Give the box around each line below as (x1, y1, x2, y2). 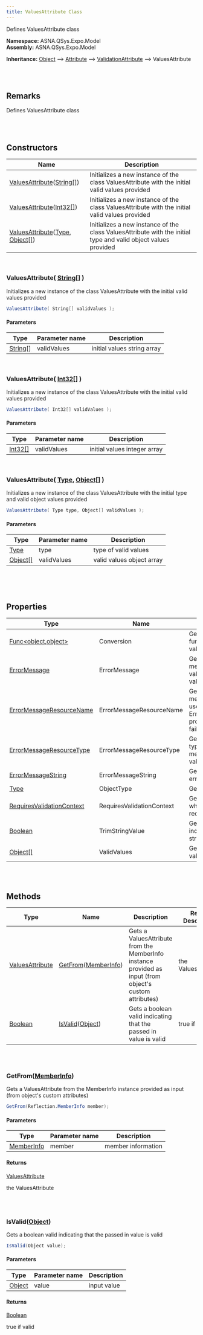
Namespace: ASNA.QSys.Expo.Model (6, 37, 101, 44)
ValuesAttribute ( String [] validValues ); (6, 306, 115, 312)
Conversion (98, 637, 132, 646)
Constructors (6, 143, 58, 153)
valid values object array (93, 556, 163, 564)
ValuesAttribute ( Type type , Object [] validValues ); (6, 507, 145, 513)
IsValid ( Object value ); (6, 1243, 66, 1249)
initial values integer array (89, 445, 163, 453)
